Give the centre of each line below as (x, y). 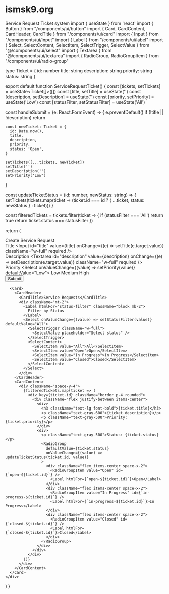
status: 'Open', (27, 149)
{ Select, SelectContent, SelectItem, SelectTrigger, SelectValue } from (77, 45)
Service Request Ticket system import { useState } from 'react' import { (79, 23)
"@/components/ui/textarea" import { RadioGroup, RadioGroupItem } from (82, 55)
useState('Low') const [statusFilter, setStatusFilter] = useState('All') (75, 102)
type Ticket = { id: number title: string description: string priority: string (79, 71)
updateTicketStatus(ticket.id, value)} (47, 457)
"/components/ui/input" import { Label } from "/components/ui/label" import (84, 40)
